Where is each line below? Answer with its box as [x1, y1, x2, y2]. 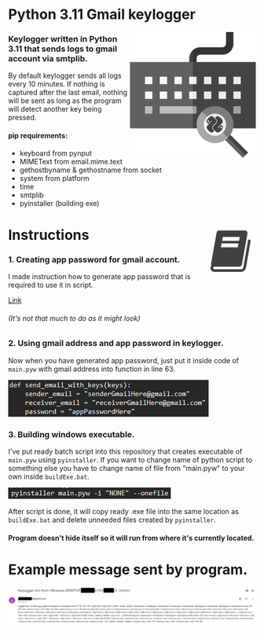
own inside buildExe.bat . [8, 472, 90, 481]
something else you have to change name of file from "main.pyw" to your [8, 464, 245, 473]
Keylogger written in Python [8, 34, 118, 45]
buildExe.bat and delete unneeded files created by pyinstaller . [8, 515, 216, 524]
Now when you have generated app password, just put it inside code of [8, 355, 240, 365]
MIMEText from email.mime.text [19, 156, 123, 166]
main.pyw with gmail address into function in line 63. [8, 364, 175, 373]
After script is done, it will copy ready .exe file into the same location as [8, 507, 240, 517]
